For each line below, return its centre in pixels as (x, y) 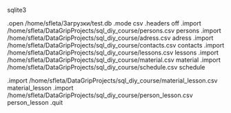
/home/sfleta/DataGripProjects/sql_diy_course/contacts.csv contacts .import (116, 45)
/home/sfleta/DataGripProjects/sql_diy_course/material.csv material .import (114, 60)
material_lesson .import (40, 88)
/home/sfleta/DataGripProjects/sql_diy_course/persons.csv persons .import (114, 31)
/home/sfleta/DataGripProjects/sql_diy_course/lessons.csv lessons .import (113, 52)
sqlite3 (17, 10)
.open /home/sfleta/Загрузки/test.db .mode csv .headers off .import (104, 23)
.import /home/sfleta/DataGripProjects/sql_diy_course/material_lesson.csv (112, 81)
